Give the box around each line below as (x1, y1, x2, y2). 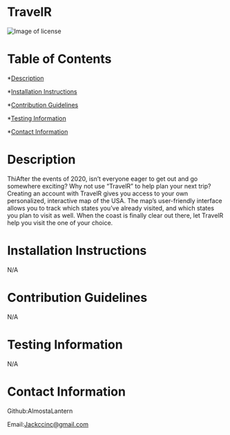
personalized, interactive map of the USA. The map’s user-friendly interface (7, 196, 222, 204)
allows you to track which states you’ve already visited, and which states (7, 204, 215, 212)
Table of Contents (7, 51, 112, 67)
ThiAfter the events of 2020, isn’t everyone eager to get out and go (7, 174, 198, 183)
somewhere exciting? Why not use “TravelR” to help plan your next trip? (7, 182, 211, 190)
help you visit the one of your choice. (7, 218, 113, 226)
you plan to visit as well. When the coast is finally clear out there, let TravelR (7, 211, 224, 220)
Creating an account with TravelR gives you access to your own (7, 189, 189, 197)
